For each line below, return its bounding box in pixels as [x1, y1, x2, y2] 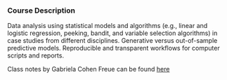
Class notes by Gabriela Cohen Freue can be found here [7, 65, 170, 74]
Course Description [7, 6, 76, 15]
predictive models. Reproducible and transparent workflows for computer [7, 44, 220, 53]
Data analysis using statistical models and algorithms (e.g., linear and [7, 22, 208, 30]
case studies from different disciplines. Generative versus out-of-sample [7, 36, 218, 45]
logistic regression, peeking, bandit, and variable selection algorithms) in [7, 29, 218, 37]
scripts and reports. [7, 51, 65, 60]
